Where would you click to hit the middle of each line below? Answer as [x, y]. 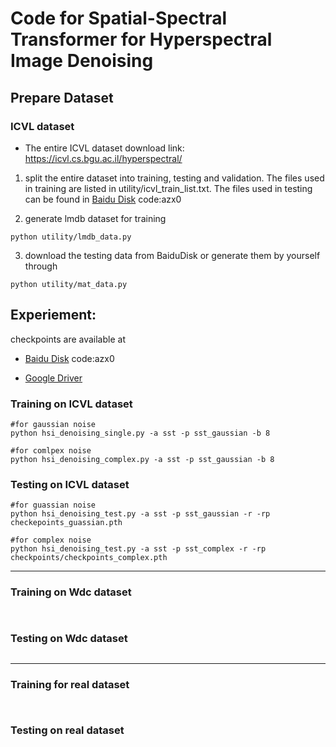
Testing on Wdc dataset [69, 638]
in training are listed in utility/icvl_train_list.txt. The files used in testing [168, 188]
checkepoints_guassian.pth [66, 523]
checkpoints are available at [68, 339]
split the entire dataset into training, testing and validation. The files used [174, 178]
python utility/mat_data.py [69, 284]
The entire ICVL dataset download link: [104, 148]
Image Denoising [82, 61]
